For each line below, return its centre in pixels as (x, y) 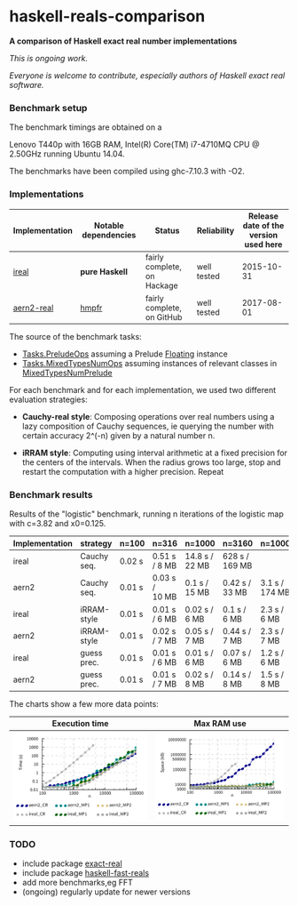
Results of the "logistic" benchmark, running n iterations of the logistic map (146, 514)
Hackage (162, 285)
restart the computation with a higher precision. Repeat (123, 472)
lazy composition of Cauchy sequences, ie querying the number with (148, 426)
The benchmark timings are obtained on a (86, 127)
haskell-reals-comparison (107, 16)
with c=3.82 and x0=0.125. (58, 524)
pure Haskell (104, 271)
